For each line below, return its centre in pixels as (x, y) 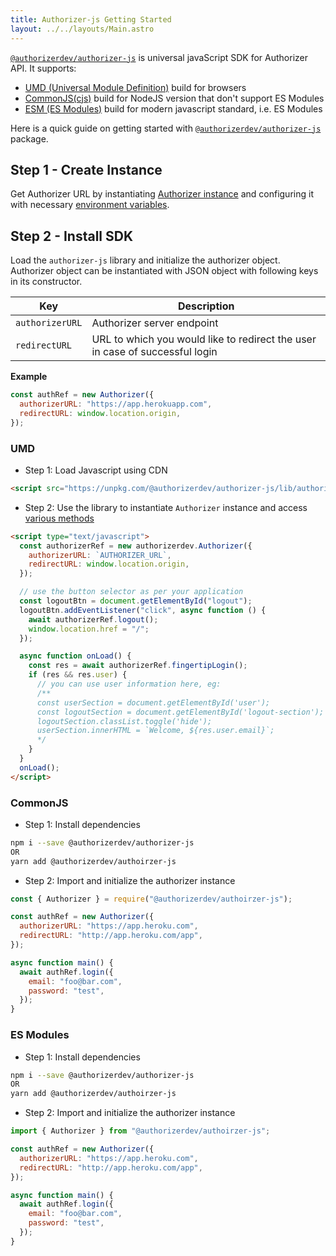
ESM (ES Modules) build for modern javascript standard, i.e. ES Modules (173, 108)
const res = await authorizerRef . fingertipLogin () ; (138, 666)
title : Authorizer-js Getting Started (91, 19)
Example (29, 377)
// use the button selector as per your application (131, 592)
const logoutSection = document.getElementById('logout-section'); (180, 712)
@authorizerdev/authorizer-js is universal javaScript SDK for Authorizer (159, 57)
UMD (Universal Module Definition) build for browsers (135, 87)
